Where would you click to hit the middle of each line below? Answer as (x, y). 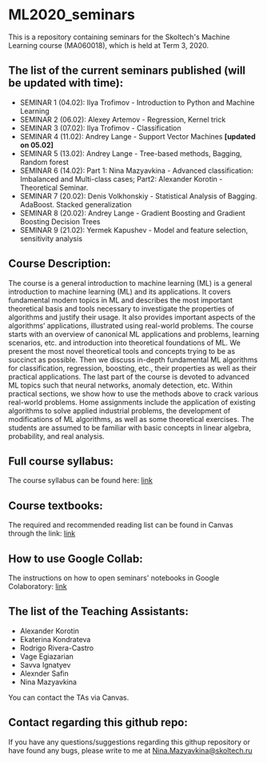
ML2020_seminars (72, 15)
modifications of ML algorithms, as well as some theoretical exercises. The (131, 419)
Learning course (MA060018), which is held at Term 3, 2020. (109, 45)
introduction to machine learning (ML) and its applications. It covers (120, 291)
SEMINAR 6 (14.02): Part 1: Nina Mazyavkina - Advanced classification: (137, 171)
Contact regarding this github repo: (98, 723)
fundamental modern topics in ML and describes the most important (121, 300)
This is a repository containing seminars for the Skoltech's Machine (119, 37)
